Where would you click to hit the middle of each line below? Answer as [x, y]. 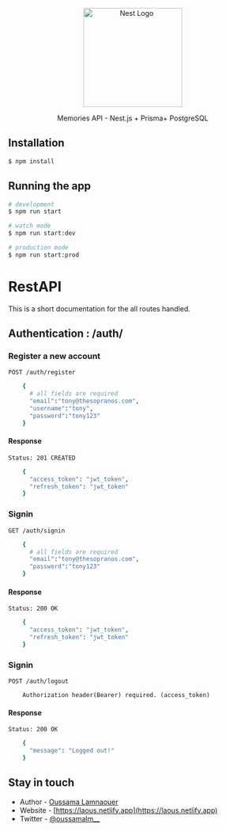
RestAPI [35, 286]
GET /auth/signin [37, 531]
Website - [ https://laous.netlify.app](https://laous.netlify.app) [119, 810]
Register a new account [55, 356]
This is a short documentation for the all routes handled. [100, 308]
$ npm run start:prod [44, 255]
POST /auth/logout [38, 681]
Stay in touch [41, 783]
